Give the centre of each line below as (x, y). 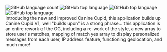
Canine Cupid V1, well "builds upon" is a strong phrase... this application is (83, 23)
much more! (18, 45)
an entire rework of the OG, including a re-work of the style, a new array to (83, 29)
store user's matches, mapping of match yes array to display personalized (82, 34)
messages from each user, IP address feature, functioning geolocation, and (84, 39)
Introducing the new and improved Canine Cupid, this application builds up (83, 18)
